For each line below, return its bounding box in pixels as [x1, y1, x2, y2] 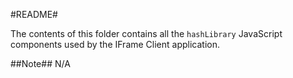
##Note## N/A [10, 58, 71, 69]
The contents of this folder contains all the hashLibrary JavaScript [10, 28, 283, 39]
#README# [10, 9, 58, 20]
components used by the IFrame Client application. [10, 39, 221, 50]
